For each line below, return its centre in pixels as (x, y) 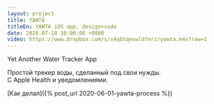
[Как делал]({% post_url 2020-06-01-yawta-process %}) (90, 94)
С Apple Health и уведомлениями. (58, 80)
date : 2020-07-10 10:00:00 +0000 (56, 33)
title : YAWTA (26, 20)
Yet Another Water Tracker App (52, 59)
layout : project (31, 14)
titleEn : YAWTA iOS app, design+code (62, 26)
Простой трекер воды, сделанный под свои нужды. (84, 73)
